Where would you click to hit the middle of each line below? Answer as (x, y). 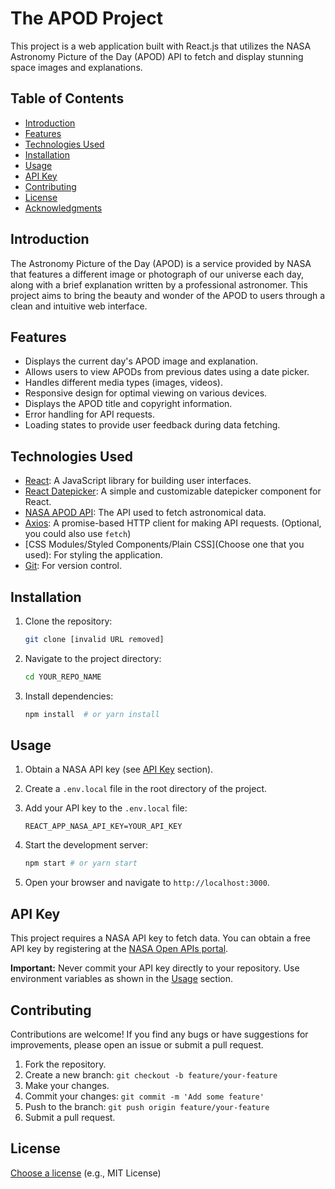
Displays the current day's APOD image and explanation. (141, 361)
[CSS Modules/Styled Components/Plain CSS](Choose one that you (164, 544)
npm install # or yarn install (92, 714)
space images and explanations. (76, 67)
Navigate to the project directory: (93, 658)
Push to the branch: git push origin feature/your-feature (147, 1106)
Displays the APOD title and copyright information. (128, 404)
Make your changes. (67, 1085)
